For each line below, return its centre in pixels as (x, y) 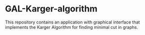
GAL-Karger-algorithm (51, 9)
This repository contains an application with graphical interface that (72, 22)
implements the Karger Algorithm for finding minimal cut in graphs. (72, 27)
